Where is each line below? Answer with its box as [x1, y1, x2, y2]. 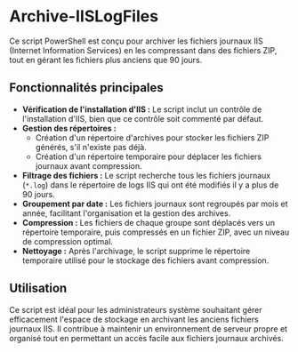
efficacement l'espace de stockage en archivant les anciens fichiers [9, 314, 260, 324]
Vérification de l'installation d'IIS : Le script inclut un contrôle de [21, 104, 262, 115]
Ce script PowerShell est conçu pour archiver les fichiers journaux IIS [9, 36, 264, 46]
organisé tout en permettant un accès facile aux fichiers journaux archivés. [9, 332, 285, 343]
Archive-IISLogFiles [9, 6, 158, 27]
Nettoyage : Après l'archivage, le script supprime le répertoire [21, 245, 251, 256]
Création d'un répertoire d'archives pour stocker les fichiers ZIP [35, 132, 270, 143]
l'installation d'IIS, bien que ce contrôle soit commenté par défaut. [21, 113, 264, 124]
